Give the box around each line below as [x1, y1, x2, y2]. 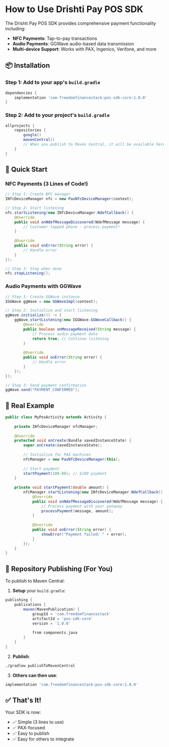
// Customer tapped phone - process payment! [23, 224, 121, 229]
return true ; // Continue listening [32, 336, 109, 341]
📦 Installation [5, 61, 50, 70]
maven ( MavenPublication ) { [23, 606, 80, 612]
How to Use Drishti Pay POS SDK [5, 4, 143, 15]
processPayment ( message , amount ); [41, 508, 114, 514]
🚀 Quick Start [5, 165, 48, 174]
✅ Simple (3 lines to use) [12, 719, 64, 725]
